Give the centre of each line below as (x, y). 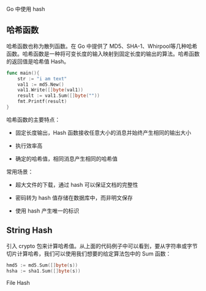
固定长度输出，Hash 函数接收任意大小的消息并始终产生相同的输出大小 (103, 132)
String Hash (29, 231)
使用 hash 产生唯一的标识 (47, 211)
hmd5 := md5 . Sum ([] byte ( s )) (42, 265)
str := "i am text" (42, 78)
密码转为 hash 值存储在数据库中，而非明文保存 (74, 197)
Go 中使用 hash (26, 9)
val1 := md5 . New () (41, 85)
